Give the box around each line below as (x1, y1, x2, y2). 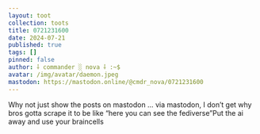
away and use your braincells (8, 117, 105, 126)
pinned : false (8, 56, 55, 64)
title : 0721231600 (8, 26, 69, 34)
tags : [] (8, 48, 37, 56)
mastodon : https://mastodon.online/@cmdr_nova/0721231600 (8, 78, 204, 86)
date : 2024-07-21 (8, 33, 66, 42)
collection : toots (8, 19, 69, 27)
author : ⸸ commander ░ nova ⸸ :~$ (8, 63, 120, 71)
